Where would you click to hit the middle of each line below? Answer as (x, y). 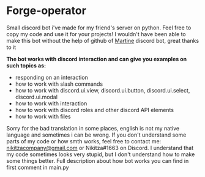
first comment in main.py (38, 167)
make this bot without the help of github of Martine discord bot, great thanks (103, 40)
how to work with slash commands (59, 84)
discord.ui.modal (36, 97)
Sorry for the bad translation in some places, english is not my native (93, 128)
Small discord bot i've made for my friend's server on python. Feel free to (99, 28)
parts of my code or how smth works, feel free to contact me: (84, 141)
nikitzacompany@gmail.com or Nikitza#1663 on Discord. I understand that (100, 148)
